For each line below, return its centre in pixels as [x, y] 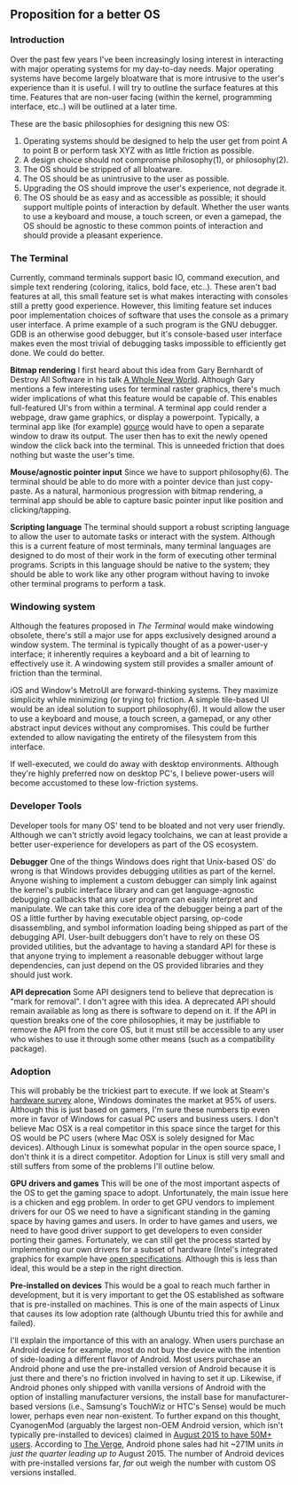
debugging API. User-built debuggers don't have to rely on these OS [135, 936]
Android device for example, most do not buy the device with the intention [145, 1349]
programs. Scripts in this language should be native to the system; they [140, 565]
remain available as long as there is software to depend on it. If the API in [143, 1010]
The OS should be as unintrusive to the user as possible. [126, 178]
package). [28, 1048]
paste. [22, 491]
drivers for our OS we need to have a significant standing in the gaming [141, 1212]
